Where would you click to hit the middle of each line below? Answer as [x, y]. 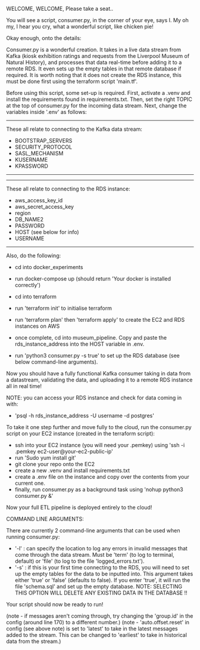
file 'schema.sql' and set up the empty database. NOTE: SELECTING [99, 586]
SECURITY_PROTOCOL [43, 147]
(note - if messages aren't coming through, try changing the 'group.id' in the [100, 616]
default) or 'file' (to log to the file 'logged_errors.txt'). [79, 561]
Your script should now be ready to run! [55, 604]
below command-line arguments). [56, 362]
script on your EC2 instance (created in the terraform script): [80, 433]
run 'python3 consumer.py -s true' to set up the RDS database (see [97, 355]
